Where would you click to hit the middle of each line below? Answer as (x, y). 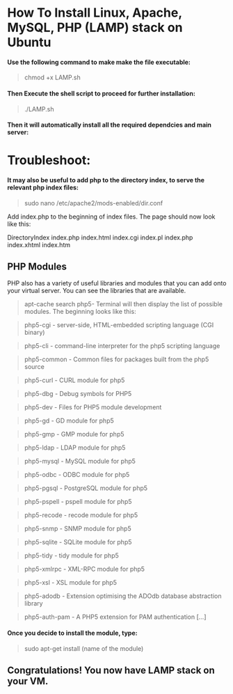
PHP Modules (37, 266)
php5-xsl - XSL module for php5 (70, 583)
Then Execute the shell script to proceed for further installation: (102, 93)
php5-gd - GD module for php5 (69, 421)
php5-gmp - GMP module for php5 (74, 434)
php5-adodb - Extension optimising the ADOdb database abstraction (123, 596)
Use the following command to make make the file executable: (99, 62)
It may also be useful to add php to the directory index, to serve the (106, 180)
